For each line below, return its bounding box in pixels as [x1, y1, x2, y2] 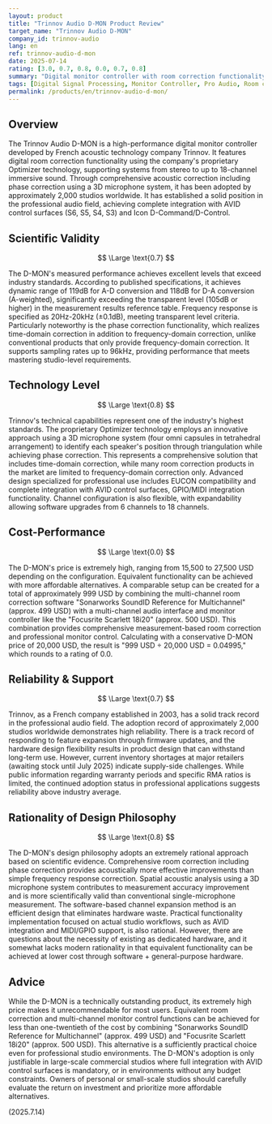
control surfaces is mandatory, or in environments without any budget [8, 1066, 241, 1075]
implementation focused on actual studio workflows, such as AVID [8, 917, 229, 927]
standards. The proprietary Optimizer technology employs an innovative [8, 424, 249, 434]
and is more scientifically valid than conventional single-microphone [8, 891, 236, 901]
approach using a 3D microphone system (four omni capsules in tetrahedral [8, 433, 261, 442]
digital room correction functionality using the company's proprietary [8, 156, 239, 166]
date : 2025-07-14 [8, 58, 67, 66]
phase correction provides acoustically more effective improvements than [8, 865, 255, 875]
